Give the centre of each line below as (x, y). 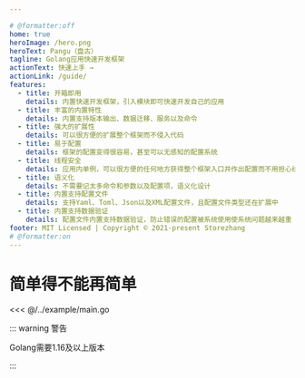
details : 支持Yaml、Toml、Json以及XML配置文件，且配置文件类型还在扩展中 (152, 203)
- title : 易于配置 (49, 144)
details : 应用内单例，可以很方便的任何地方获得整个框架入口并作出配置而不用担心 (159, 169)
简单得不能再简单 (74, 284)
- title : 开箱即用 (49, 93)
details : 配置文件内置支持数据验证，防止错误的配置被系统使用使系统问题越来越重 (159, 219)
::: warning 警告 (39, 328)
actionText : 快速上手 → (51, 68)
